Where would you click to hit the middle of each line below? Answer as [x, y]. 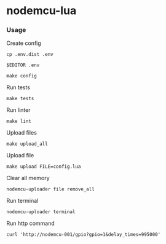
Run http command [31, 223]
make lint [19, 121]
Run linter [18, 110]
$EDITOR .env [23, 65]
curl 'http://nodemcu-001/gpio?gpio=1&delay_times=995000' [84, 235]
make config [22, 76]
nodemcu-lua [41, 11]
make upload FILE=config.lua [44, 167]
